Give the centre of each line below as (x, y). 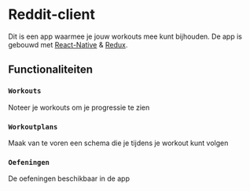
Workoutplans (33, 127)
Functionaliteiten (50, 70)
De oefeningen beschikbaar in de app (69, 178)
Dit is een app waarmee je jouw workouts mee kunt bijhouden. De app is (125, 36)
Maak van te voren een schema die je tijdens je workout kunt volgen (118, 143)
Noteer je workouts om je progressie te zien (79, 107)
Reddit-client (52, 15)
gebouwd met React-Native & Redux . (68, 44)
